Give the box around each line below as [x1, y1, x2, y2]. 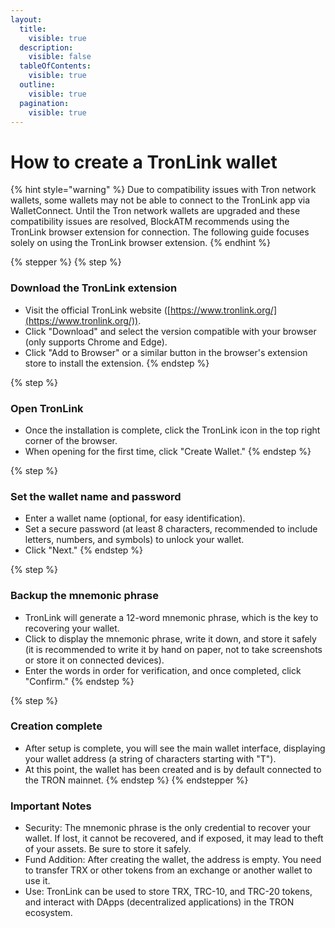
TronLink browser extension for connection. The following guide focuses [10, 226, 310, 238]
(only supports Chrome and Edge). [24, 336, 168, 348]
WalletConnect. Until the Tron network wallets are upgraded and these [10, 205, 301, 217]
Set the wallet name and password [10, 489, 182, 503]
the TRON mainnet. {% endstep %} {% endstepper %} [24, 774, 249, 786]
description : [19, 42, 74, 53]
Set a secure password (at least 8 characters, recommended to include [24, 523, 318, 535]
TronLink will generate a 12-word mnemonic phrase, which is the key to [24, 611, 319, 623]
